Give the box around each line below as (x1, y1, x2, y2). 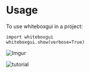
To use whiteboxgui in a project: (6, 23, 83, 30)
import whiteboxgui (6, 34, 54, 40)
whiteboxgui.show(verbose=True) (6, 39, 85, 45)
